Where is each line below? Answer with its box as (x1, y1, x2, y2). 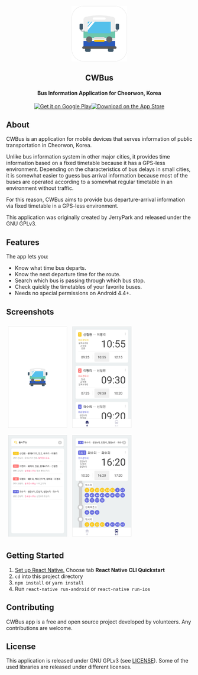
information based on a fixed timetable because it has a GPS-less (6, 160, 165, 167)
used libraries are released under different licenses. (6, 663, 132, 671)
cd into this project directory (14, 573, 83, 580)
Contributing (6, 602, 54, 612)
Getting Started (6, 551, 64, 561)
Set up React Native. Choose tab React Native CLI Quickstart (14, 566, 165, 573)
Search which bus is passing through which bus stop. (14, 277, 145, 284)
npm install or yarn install (14, 579, 84, 586)
